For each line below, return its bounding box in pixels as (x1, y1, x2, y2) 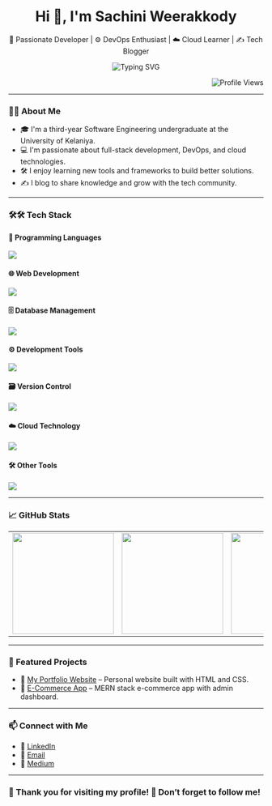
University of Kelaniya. (19, 136, 96, 146)
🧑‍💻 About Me (8, 105, 61, 117)
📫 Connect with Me (8, 720, 88, 731)
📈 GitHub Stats (8, 510, 70, 521)
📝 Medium (19, 759, 55, 769)
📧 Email (19, 750, 46, 760)
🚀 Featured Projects (8, 656, 87, 667)
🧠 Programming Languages (8, 232, 102, 242)
